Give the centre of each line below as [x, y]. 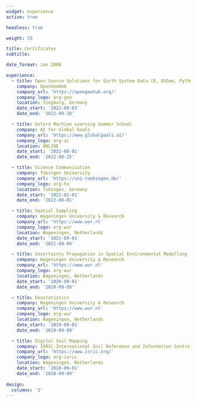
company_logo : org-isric [47, 357]
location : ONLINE [38, 146]
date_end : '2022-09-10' [46, 114]
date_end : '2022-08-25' [46, 157]
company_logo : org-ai [43, 141]
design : [16, 384]
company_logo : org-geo [44, 97]
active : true [22, 17]
